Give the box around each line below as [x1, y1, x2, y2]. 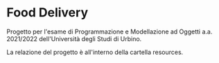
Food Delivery [6, 5, 88, 21]
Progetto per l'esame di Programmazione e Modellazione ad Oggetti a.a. [6, 27, 213, 36]
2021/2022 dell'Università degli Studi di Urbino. [6, 34, 142, 42]
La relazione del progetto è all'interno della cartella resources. [6, 48, 184, 56]
